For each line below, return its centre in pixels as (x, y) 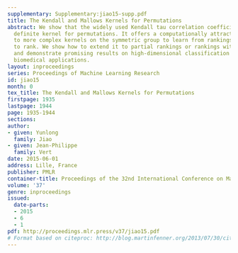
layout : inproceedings (41, 67)
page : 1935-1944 (31, 113)
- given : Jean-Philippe (42, 146)
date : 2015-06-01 (33, 159)
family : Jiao (33, 139)
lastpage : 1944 (30, 106)
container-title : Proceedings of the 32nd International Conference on (115, 179)
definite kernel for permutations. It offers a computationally (110, 34)
